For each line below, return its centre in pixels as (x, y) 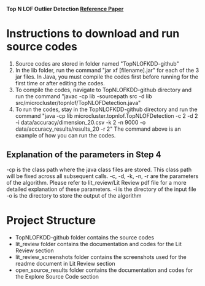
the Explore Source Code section (57, 276)
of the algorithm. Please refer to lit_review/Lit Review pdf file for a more (96, 182)
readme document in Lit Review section (65, 263)
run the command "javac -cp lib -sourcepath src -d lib (83, 96)
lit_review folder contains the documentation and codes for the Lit (99, 244)
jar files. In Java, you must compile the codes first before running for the (106, 77)
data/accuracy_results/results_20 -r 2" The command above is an (98, 129)
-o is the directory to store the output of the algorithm (74, 195)
